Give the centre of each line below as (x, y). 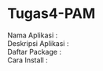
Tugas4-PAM (51, 14)
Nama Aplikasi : (33, 35)
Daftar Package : (35, 51)
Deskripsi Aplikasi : (38, 43)
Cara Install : (28, 60)
